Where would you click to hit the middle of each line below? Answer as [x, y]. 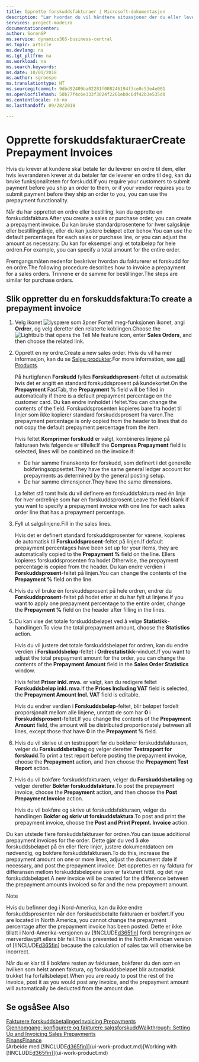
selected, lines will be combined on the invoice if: [75, 451]
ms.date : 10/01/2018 [32, 72]
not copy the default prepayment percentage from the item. [87, 427]
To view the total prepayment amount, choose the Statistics [117, 628]
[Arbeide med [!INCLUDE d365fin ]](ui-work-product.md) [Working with [92, 1047]
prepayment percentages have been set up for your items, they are [97, 548]
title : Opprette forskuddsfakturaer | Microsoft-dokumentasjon [86, 12]
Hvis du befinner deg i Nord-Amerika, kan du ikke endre [74, 908]
